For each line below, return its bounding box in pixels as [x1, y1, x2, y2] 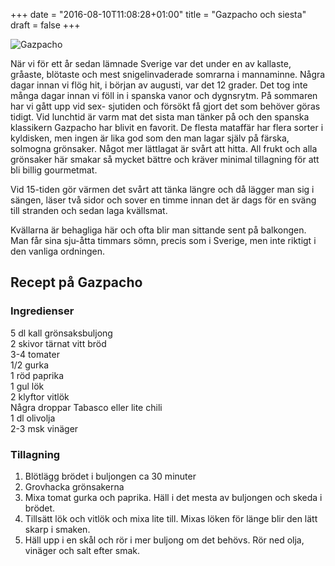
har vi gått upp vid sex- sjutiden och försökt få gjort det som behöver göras [10, 100, 321, 112]
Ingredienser [10, 304, 75, 318]
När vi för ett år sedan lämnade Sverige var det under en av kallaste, [10, 58, 292, 69]
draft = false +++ [10, 19, 81, 31]
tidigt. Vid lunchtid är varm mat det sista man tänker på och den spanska [10, 111, 310, 123]
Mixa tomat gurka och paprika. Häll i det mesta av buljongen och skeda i [24, 491, 323, 503]
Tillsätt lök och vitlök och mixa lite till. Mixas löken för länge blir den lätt [24, 512, 318, 524]
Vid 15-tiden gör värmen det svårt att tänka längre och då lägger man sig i [10, 184, 315, 195]
